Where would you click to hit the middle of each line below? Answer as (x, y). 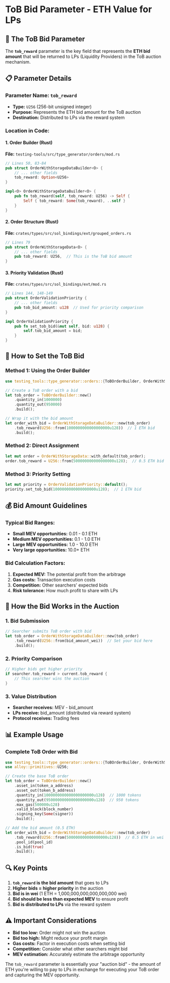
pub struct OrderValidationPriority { (46, 298)
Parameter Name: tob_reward (41, 96)
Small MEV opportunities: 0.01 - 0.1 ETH (55, 534)
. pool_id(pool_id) (34, 842)
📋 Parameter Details (38, 79)
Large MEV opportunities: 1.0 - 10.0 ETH (55, 544)
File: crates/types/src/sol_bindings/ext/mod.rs (56, 284)
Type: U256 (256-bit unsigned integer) (52, 106)
